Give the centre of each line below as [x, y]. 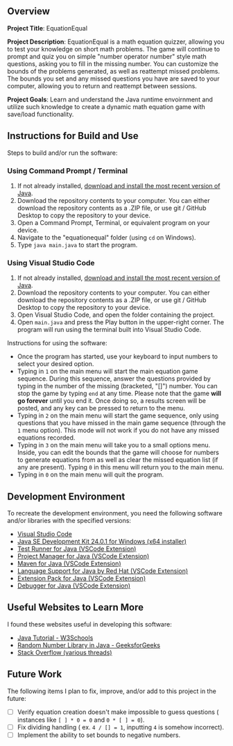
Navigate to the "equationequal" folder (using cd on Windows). [106, 237]
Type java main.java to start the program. [77, 244]
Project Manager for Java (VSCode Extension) [83, 556]
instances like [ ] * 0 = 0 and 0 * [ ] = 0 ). [81, 720]
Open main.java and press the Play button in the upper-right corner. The [120, 322]
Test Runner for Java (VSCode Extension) [77, 549]
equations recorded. [46, 438]
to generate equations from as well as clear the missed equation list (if [118, 460]
